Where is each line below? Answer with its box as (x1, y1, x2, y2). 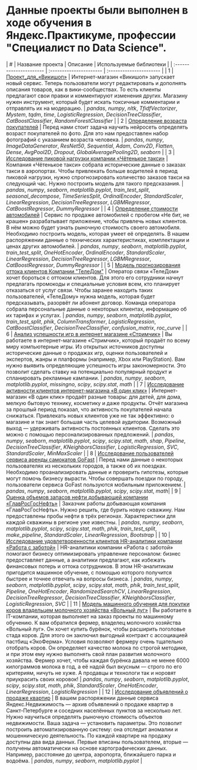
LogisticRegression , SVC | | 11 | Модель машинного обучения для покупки (6, 600, 190, 607)
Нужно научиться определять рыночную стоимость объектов (6, 713, 163, 720)
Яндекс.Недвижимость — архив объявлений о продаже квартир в (6, 700, 173, 707)
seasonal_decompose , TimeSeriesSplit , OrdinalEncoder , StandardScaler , (6, 192, 183, 200)
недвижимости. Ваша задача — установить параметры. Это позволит (6, 719, 182, 726)
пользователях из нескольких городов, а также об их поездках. (6, 462, 167, 469)
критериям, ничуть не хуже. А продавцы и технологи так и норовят (6, 669, 176, 676)
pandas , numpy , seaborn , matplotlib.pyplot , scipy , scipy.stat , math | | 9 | (6, 487, 181, 494)
